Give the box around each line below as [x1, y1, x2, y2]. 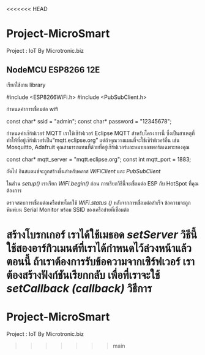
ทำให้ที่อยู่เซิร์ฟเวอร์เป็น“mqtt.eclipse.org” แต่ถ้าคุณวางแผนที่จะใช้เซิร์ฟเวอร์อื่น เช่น [6, 136, 180, 144]
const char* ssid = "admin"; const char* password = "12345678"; [6, 117, 172, 125]
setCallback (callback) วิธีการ [6, 281, 152, 295]
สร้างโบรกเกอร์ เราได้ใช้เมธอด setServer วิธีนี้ [6, 227, 198, 241]
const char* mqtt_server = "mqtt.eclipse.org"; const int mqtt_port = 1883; [6, 155, 192, 163]
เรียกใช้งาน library [6, 81, 46, 88]
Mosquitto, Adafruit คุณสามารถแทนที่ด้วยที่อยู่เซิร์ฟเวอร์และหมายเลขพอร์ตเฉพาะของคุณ [6, 143, 190, 150]
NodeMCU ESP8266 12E [6, 64, 100, 76]
